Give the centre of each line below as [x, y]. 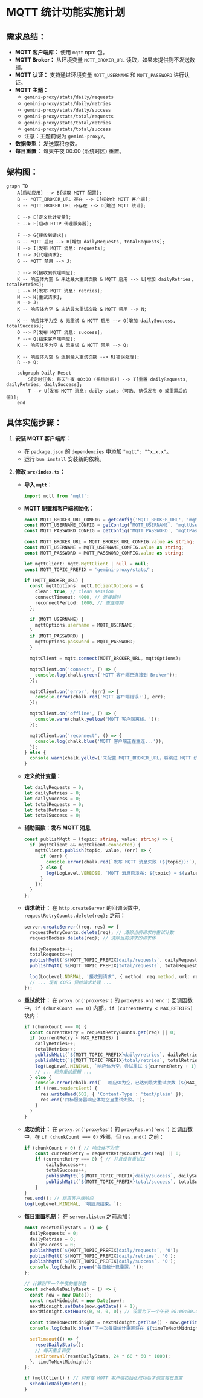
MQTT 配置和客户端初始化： [59, 508]
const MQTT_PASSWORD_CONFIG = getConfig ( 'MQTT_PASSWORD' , [98, 531]
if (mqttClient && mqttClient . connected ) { [85, 845]
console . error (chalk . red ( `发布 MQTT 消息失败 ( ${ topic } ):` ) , [121, 862]
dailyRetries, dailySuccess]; [44, 384]
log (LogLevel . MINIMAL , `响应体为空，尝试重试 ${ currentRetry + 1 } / [117, 1066]
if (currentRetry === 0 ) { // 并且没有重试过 [90, 1159]
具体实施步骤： [34, 423]
